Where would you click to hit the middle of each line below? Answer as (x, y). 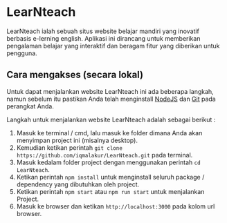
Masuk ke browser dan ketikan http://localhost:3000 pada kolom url (116, 206)
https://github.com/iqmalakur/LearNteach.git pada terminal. (105, 155)
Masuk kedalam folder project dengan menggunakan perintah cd (109, 162)
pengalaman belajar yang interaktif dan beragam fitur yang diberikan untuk (113, 46)
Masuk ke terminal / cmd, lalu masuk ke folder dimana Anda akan (109, 133)
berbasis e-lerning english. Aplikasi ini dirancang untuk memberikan (103, 38)
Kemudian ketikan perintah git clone (69, 147)
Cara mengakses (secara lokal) (75, 75)
